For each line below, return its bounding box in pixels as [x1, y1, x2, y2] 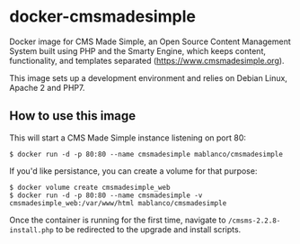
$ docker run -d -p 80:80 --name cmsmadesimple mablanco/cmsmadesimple [9, 149, 283, 158]
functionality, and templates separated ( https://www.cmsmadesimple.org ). [9, 55, 285, 66]
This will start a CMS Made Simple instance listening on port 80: [9, 132, 247, 143]
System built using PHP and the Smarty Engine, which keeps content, [9, 45, 267, 56]
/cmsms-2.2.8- [227, 216, 281, 225]
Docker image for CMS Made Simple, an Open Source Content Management [9, 36, 291, 47]
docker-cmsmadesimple [9, 6, 196, 27]
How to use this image [9, 108, 137, 123]
